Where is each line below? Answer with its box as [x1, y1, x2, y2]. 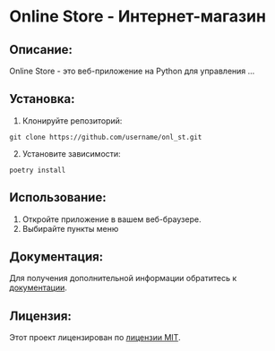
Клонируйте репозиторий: [21, 115, 123, 126]
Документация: [9, 249, 104, 265]
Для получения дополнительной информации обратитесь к [9, 273, 237, 284]
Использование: [9, 190, 107, 205]
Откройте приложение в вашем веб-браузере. [21, 213, 202, 225]
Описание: [9, 42, 73, 57]
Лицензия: [9, 308, 72, 323]
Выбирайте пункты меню [21, 223, 119, 234]
